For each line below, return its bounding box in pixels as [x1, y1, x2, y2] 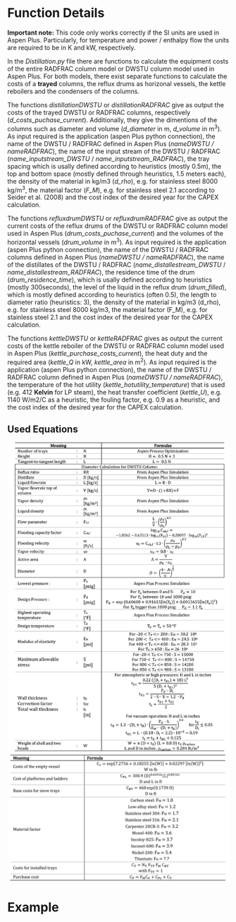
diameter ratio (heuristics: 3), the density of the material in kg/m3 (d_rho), [7, 298, 221, 306]
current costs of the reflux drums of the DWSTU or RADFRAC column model [7, 222, 228, 230]
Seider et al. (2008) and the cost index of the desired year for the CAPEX [7, 193, 219, 202]
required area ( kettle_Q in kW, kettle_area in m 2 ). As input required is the [7, 357, 217, 366]
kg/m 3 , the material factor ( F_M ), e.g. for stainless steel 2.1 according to [7, 184, 215, 194]
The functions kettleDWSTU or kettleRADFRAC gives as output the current [7, 334, 223, 342]
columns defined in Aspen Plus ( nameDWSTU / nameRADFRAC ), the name [7, 253, 225, 261]
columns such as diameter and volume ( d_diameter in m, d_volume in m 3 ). [7, 123, 222, 133]
